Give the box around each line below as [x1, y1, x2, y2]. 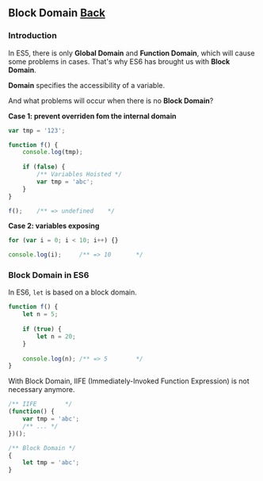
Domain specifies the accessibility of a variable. [8, 80, 165, 90]
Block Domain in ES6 [8, 270, 90, 281]
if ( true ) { [22, 325, 62, 333]
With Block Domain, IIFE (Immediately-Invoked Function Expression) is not [8, 376, 250, 386]
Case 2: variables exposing [8, 221, 100, 231]
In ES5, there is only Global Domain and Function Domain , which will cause [8, 48, 255, 58]
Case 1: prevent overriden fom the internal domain [8, 111, 177, 121]
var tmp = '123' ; [8, 126, 66, 134]
